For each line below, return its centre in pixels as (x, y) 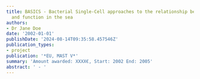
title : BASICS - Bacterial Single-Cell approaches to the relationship (97, 12)
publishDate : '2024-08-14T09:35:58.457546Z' (62, 39)
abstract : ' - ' (26, 67)
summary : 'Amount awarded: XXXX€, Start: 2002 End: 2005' (79, 61)
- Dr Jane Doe (24, 28)
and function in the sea (42, 17)
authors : (17, 23)
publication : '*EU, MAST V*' (42, 56)
